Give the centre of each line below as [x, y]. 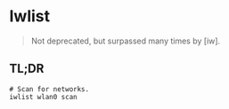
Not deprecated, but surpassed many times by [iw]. [126, 41]
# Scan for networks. [49, 89]
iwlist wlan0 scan [43, 97]
